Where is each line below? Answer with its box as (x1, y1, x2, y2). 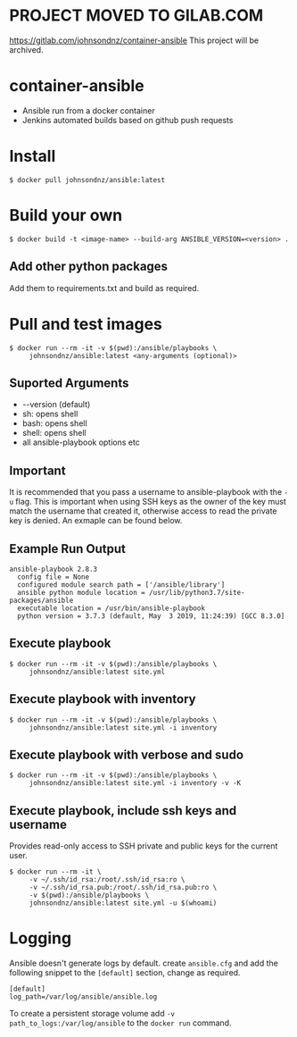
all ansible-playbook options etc (21, 437, 140, 447)
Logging (9, 928, 72, 949)
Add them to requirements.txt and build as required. (9, 282, 200, 293)
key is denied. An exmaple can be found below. (9, 515, 183, 526)
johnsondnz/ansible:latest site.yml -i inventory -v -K (29, 779, 242, 788)
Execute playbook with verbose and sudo (9, 747, 243, 762)
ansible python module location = (17, 588, 145, 597)
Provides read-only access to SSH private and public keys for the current (9, 840, 278, 851)
